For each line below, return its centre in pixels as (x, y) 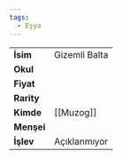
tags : (19, 17)
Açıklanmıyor (81, 141)
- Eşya (29, 26)
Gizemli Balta (81, 54)
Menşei (30, 127)
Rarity (27, 98)
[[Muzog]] (76, 112)
